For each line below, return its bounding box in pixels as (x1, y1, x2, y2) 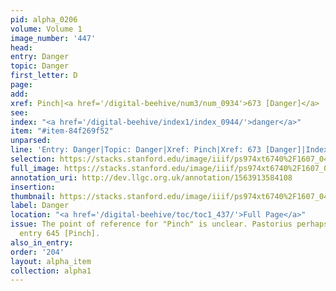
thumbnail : (10, 191, 56, 201)
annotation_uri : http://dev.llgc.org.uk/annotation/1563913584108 (10, 172, 293, 183)
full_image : (10, 163, 60, 173)
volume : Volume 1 (10, 24, 83, 34)
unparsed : (10, 136, 52, 146)
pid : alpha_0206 (10, 14, 78, 25)
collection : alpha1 (10, 266, 92, 276)
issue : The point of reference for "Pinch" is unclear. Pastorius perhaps (10, 219, 329, 230)
